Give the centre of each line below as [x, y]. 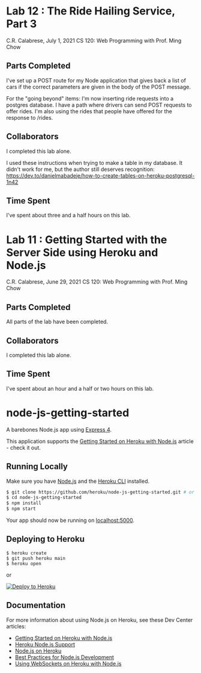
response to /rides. [30, 117]
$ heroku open [24, 563]
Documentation [36, 605]
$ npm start [21, 509]
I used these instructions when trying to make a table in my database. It [94, 163]
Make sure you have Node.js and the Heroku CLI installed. [78, 481]
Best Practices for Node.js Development [64, 657]
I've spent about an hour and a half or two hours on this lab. [80, 388]
